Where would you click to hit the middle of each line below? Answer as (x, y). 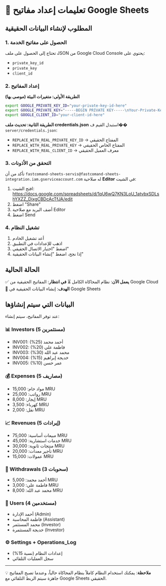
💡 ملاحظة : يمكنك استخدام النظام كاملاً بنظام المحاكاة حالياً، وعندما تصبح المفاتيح (78, 573)
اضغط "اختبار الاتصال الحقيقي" (41, 249)
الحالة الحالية (22, 269)
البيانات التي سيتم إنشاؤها (40, 304)
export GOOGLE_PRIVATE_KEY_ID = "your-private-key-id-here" (66, 106)
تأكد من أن (15, 174)
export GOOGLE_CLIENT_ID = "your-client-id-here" (55, 115)
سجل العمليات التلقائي (33, 558)
